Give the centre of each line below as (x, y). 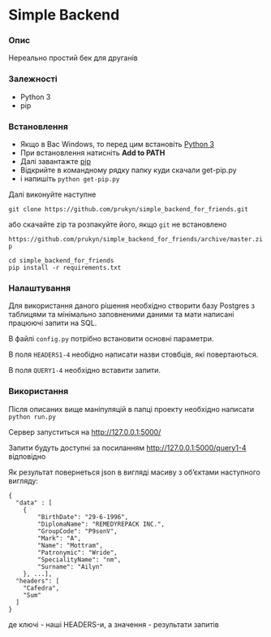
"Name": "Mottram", (71, 545)
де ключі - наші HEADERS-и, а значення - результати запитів (114, 624)
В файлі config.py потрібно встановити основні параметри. (111, 339)
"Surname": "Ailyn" (71, 566)
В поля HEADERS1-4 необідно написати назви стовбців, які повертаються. (133, 354)
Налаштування (40, 288)
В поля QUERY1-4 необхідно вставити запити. (84, 370)
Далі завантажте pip (56, 162)
